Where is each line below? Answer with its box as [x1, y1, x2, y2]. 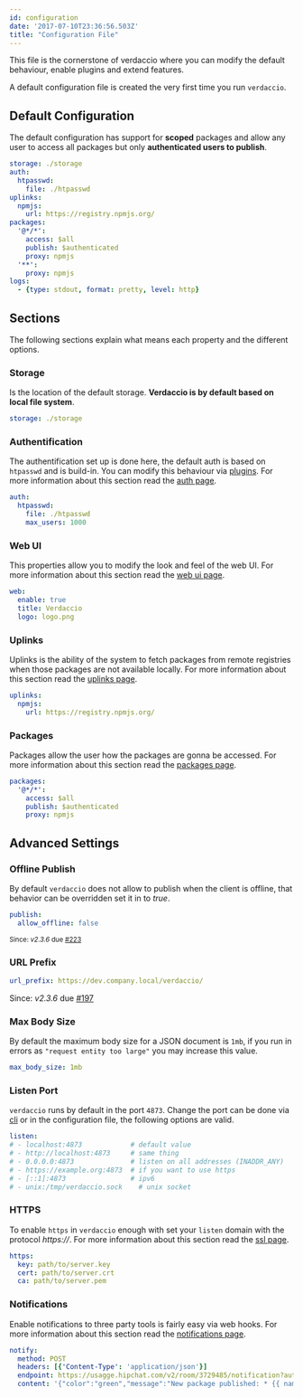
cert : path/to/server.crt [17, 1268, 115, 1278]
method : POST [17, 1354, 67, 1364]
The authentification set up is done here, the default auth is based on [9, 456, 266, 467]
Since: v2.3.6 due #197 [9, 992, 95, 1004]
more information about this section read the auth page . [9, 476, 217, 486]
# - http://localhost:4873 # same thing [9, 1149, 179, 1158]
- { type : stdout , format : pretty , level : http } [17, 286, 200, 295]
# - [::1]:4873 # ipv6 [9, 1174, 155, 1183]
